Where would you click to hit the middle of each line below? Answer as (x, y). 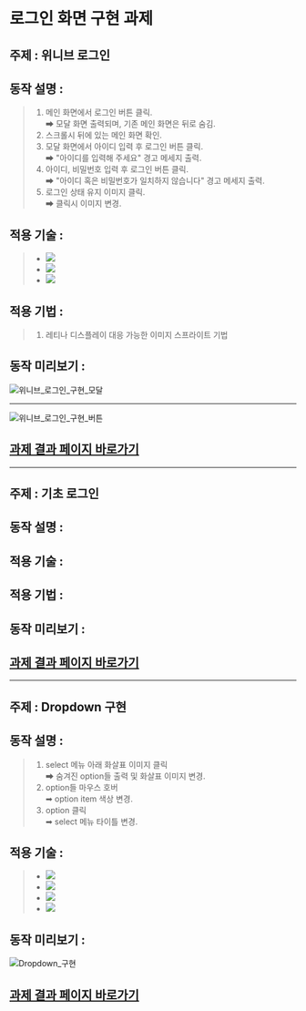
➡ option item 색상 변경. (89, 799)
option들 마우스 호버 (82, 787)
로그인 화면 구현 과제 (81, 19)
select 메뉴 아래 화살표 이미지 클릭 (107, 764)
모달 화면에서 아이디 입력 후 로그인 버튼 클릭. (124, 147)
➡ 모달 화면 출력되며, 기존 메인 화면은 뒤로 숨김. (130, 124)
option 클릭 (66, 810)
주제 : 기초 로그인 (55, 494)
